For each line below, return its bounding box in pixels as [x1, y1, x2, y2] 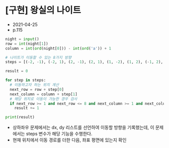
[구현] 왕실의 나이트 [5, 5, 81, 16]
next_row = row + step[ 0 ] [10, 87, 64, 92]
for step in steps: [5, 78, 46, 83]
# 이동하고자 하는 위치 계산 [10, 82, 59, 88]
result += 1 [14, 106, 39, 111]
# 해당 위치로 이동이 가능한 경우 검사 [10, 96, 77, 101]
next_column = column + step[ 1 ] [10, 91, 78, 97]
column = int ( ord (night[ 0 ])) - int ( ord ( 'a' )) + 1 [5, 46, 112, 51]
